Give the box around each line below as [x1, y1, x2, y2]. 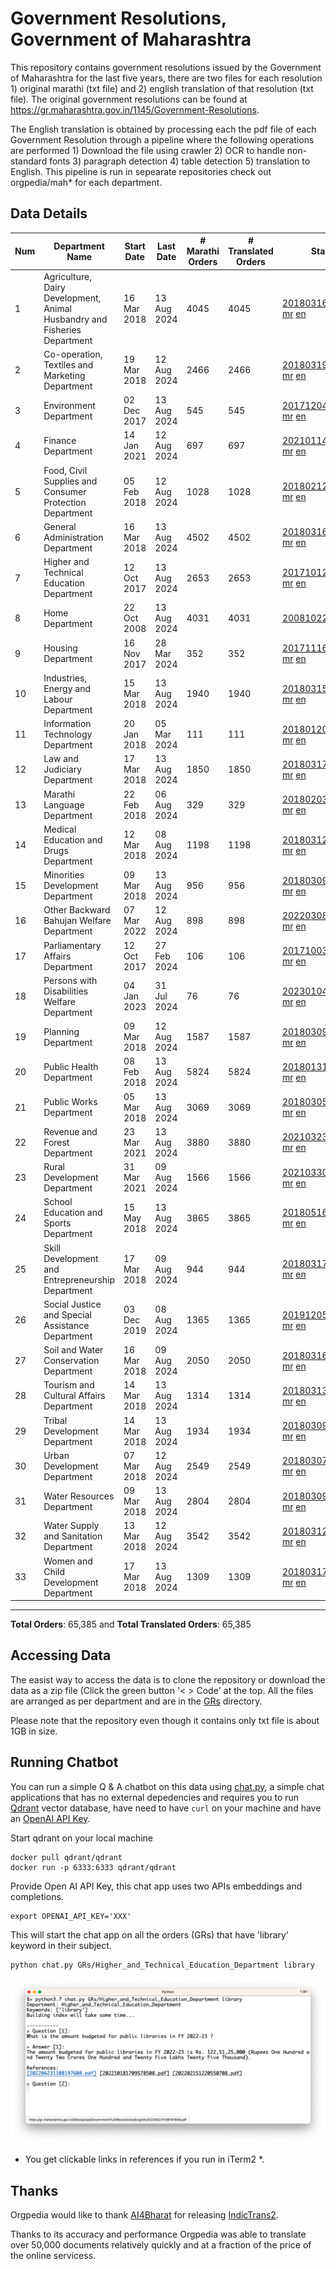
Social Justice [43, 1298, 102, 1310]
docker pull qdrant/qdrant [10, 1852, 123, 1862]
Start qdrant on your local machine [10, 1832, 153, 1844]
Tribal [43, 1414, 68, 1426]
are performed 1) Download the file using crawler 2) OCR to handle [10, 144, 285, 156]
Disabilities [43, 985, 89, 997]
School [43, 1196, 73, 1208]
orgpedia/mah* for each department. [10, 176, 163, 188]
